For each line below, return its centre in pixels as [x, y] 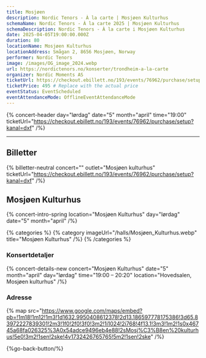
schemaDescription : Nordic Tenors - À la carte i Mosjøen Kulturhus [96, 29]
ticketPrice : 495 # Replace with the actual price [72, 86]
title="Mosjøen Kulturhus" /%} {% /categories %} [69, 239]
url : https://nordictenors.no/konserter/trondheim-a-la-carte [87, 69]
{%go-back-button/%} [35, 348]
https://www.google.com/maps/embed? [92, 310]
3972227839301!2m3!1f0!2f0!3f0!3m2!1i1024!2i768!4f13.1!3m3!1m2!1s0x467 [103, 323]
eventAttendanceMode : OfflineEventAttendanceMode [71, 97]
